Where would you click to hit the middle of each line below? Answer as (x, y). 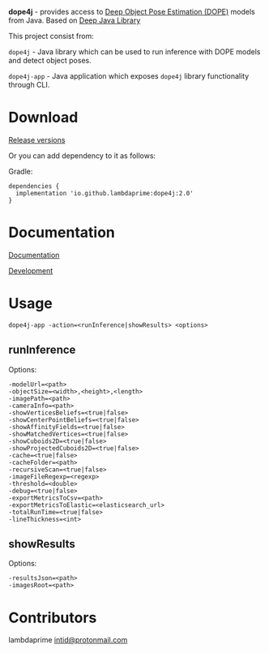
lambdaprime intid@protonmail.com (68, 640)
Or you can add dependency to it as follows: (82, 155)
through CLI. (29, 85)
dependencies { (34, 186)
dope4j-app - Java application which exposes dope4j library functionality (129, 76)
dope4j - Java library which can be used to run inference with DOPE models (134, 52)
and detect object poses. (50, 60)
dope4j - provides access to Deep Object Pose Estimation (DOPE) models (132, 12)
